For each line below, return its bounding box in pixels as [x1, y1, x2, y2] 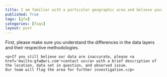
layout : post [5, 26, 32, 31]
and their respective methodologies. [5, 45, 80, 51]
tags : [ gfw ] [5, 16, 30, 21]
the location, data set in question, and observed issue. [5, 63, 128, 68]
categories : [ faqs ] [5, 21, 46, 26]
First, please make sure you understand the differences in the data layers [5, 39, 155, 45]
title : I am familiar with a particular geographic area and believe [5, 7, 153, 12]
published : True [5, 12, 39, 17]
